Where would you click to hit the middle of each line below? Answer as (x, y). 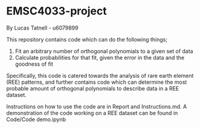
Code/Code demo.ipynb (36, 119)
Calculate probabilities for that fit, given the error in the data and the (100, 57)
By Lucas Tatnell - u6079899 (42, 28)
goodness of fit (34, 64)
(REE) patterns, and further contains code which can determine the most (97, 82)
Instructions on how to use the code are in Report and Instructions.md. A (97, 106)
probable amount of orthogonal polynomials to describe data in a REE (93, 88)
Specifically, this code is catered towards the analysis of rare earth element (100, 75)
